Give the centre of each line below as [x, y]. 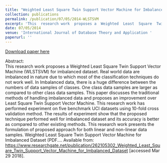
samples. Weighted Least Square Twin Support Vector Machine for [73, 135]
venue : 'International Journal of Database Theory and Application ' [79, 33]
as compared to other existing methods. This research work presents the [80, 124]
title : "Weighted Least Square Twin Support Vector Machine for [73, 10]
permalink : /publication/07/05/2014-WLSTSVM [52, 19]
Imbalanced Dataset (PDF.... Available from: [50, 140]
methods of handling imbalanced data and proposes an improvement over [81, 98]
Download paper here [27, 51]
